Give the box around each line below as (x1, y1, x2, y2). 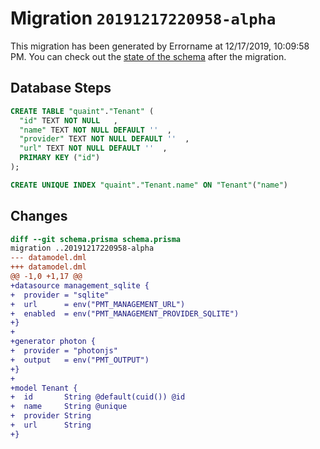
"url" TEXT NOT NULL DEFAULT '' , (19, 143, 168, 154)
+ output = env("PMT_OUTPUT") (10, 355, 150, 365)
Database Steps (10, 80, 112, 97)
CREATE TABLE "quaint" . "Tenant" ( (10, 106, 155, 116)
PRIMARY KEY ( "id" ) (19, 153, 101, 163)
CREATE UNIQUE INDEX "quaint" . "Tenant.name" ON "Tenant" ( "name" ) (10, 180, 288, 190)
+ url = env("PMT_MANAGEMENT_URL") (10, 299, 186, 309)
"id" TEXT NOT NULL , (19, 115, 118, 126)
